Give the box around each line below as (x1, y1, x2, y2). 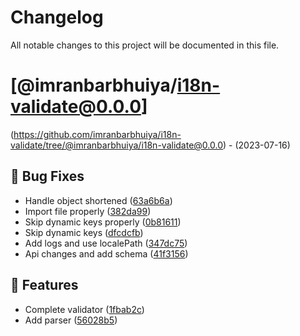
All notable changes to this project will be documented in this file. (10, 39, 280, 51)
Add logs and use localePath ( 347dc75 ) (24, 237, 188, 249)
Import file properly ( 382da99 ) (24, 205, 152, 217)
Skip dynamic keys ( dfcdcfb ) (24, 226, 144, 238)
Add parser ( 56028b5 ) (24, 314, 118, 326)
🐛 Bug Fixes (10, 168, 85, 185)
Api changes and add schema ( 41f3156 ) (24, 247, 189, 260)
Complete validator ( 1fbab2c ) (24, 303, 145, 315)
